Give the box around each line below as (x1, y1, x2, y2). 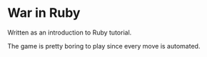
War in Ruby (7, 5, 81, 21)
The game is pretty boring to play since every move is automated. (7, 42, 201, 50)
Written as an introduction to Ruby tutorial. (7, 28, 132, 37)
